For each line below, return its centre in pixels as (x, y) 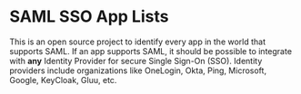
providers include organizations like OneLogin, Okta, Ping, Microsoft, (138, 70)
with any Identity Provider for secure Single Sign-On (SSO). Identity (136, 61)
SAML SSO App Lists (89, 17)
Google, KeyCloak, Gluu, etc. (63, 80)
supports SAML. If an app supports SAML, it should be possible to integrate (151, 51)
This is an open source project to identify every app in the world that (138, 42)
